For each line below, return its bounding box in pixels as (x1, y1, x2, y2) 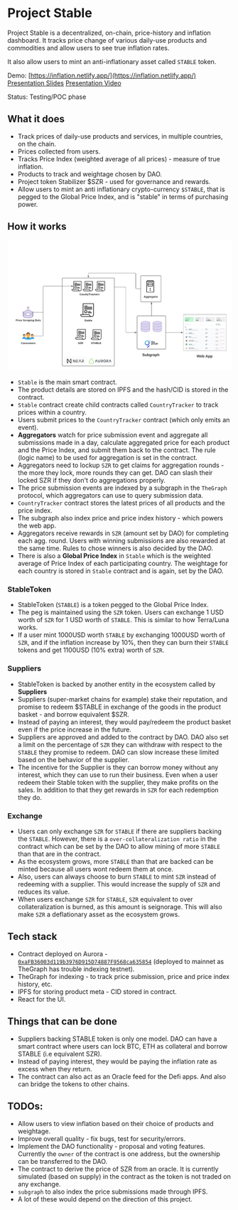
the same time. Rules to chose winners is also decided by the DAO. (17, 544, 214, 552)
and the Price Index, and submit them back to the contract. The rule (17, 446, 216, 454)
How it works (7, 220, 67, 232)
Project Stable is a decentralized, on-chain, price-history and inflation (7, 28, 211, 37)
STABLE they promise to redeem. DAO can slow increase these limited (17, 748, 219, 756)
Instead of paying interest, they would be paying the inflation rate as (17, 1057, 217, 1066)
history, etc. (17, 980, 53, 988)
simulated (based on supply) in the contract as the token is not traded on (17, 1172, 231, 1181)
